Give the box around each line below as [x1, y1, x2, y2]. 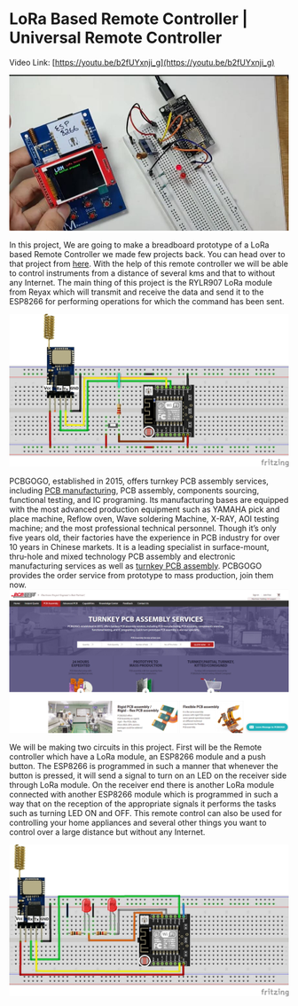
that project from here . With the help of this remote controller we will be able [9, 258, 288, 269]
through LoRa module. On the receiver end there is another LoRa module [9, 779, 275, 790]
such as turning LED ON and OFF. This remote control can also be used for [9, 807, 282, 818]
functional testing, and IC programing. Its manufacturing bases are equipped [9, 494, 289, 505]
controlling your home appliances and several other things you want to [9, 817, 267, 828]
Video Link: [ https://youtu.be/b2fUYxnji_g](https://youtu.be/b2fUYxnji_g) [9, 57, 275, 67]
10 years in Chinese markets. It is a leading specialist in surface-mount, [9, 541, 270, 552]
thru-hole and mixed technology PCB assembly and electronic [9, 551, 236, 562]
